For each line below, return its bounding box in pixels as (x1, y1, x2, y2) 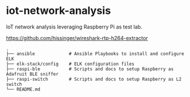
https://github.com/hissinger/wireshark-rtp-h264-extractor (6, 34, 148, 41)
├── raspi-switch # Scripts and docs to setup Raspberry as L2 (6, 76, 182, 82)
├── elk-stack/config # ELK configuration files (6, 61, 134, 67)
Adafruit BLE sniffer (6, 71, 59, 77)
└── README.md (6, 86, 41, 92)
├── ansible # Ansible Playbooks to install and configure (6, 51, 184, 56)
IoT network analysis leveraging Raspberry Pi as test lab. (6, 23, 143, 30)
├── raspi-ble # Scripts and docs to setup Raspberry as (6, 66, 174, 72)
